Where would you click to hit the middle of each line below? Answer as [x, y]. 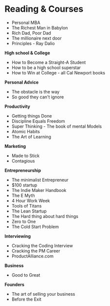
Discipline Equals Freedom [38, 121]
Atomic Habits [26, 131]
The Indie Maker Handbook [39, 190]
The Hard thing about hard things [45, 216]
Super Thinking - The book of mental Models [57, 126]
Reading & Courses [44, 9]
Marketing [15, 146]
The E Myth [23, 195]
